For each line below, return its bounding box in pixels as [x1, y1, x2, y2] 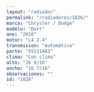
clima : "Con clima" [6, 54, 56, 60]
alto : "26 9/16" [6, 59, 48, 65]
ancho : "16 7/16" [6, 65, 51, 71]
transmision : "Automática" [6, 43, 75, 49]
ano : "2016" [6, 31, 37, 38]
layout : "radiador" [6, 8, 56, 15]
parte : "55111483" [6, 48, 53, 54]
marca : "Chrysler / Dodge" [6, 20, 75, 26]
